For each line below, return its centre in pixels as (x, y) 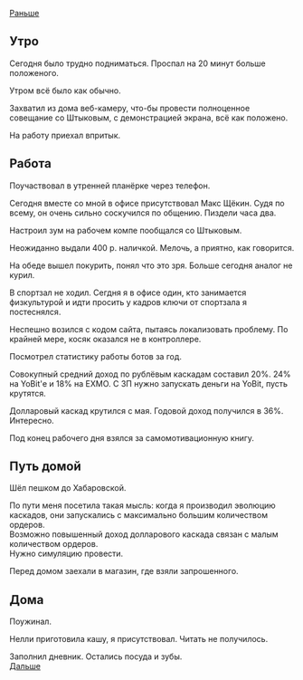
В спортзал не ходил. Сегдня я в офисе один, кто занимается (128, 292)
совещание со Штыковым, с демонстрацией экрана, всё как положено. (149, 118)
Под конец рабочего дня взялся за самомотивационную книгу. (132, 437)
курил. (22, 274)
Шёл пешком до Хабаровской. (68, 488)
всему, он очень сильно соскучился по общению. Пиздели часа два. (143, 213)
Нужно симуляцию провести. (66, 554)
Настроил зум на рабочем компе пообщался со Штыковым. (126, 230)
